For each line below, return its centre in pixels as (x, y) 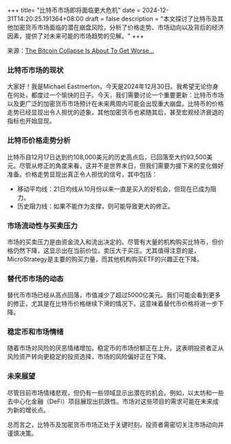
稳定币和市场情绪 (35, 332)
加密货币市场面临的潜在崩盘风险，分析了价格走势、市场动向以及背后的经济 (118, 27)
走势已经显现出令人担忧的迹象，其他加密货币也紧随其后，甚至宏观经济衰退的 (115, 112)
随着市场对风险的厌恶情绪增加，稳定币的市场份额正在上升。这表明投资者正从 (115, 348)
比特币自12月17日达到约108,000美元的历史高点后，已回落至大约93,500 (107, 157)
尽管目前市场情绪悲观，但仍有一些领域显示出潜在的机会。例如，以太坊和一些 (115, 392)
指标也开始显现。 (31, 121)
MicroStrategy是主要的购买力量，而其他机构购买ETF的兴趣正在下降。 (105, 259)
